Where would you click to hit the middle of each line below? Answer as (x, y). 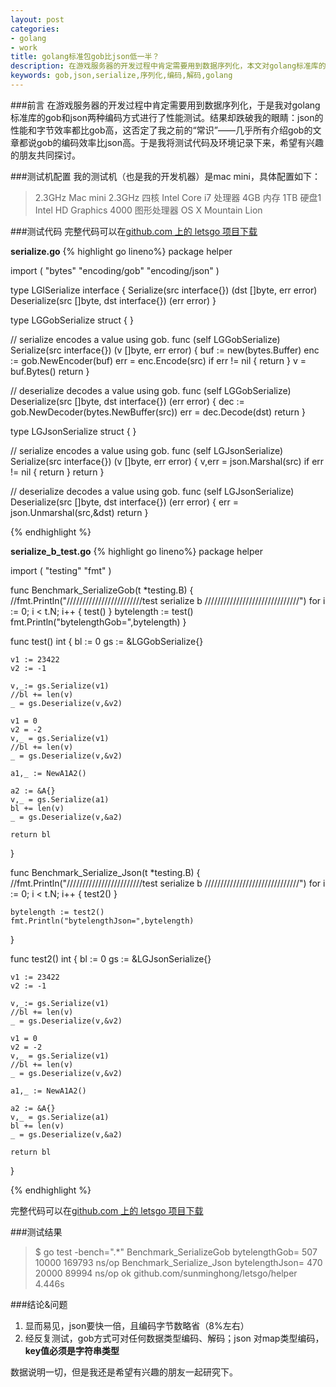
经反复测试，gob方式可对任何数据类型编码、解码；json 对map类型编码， (174, 1338)
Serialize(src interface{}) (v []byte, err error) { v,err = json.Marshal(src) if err (167, 461)
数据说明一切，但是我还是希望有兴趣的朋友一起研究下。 (124, 1372)
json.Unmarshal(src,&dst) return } (79, 512)
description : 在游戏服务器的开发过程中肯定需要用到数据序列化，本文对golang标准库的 (168, 66)
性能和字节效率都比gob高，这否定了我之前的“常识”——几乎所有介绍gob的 (161, 130)
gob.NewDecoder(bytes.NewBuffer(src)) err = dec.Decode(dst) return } (158, 412)
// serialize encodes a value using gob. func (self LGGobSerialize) (145, 339)
